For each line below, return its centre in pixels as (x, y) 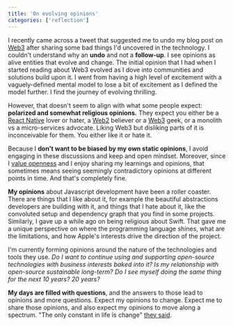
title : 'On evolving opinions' (53, 14)
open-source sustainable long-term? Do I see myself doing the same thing (115, 272)
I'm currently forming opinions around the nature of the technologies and (112, 249)
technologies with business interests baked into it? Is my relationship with (113, 264)
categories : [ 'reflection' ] (49, 20)
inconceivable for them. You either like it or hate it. (80, 135)
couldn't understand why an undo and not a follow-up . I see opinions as (112, 55)
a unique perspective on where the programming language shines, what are (116, 228)
